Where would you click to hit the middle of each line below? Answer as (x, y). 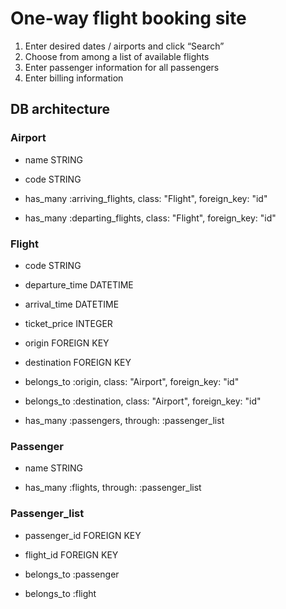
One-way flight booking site (128, 18)
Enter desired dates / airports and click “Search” (124, 46)
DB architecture (60, 109)
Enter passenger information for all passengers (122, 67)
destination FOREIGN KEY (78, 362)
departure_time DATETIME (79, 284)
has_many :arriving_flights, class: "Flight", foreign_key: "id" (146, 198)
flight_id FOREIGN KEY (71, 554)
